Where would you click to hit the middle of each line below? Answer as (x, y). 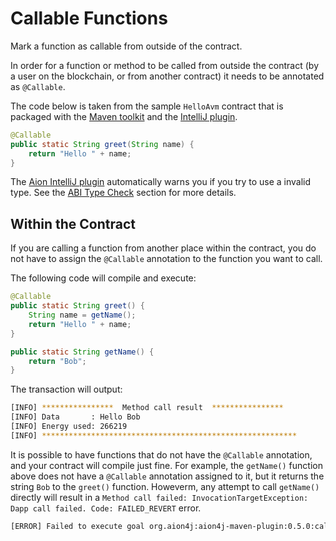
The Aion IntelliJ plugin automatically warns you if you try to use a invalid (161, 182)
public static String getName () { (82, 352)
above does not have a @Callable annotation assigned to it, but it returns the (167, 476)
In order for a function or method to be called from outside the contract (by (165, 65)
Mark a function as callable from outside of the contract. (126, 46)
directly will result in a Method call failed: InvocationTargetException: (159, 497)
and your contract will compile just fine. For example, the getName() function (166, 465)
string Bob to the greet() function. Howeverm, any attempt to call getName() (165, 486)
